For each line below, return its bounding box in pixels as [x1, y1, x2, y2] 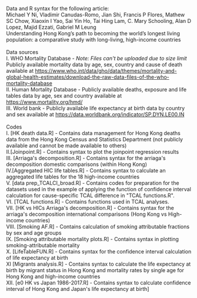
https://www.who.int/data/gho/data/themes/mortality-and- [35, 67, 178, 74]
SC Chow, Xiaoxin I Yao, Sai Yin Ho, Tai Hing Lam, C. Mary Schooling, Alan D [6, 18, 192, 24]
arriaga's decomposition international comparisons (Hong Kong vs [6, 211, 167, 218]
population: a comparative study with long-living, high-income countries [6, 36, 181, 43]
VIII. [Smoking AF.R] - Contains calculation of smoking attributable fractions [6, 223, 190, 230]
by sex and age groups [6, 229, 62, 236]
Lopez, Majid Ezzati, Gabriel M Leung [6, 23, 96, 31]
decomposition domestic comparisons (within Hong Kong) [6, 161, 148, 168]
